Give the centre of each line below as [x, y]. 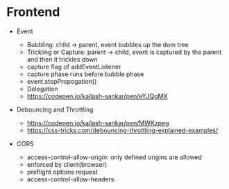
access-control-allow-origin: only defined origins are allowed [114, 157]
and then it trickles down [62, 59]
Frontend [33, 12]
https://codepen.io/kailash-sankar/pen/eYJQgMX [97, 96]
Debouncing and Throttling [55, 109]
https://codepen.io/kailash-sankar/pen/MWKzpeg [98, 123]
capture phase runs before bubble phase [85, 74]
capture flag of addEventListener [74, 66]
